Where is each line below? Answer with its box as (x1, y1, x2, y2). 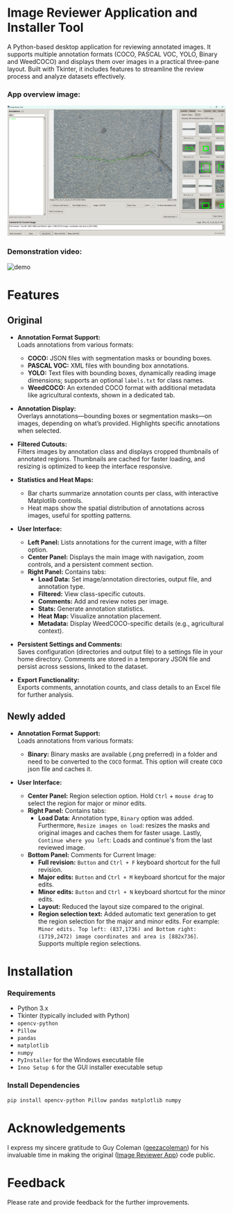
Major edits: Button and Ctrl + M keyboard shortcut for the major (37, 873, 225, 881)
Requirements (7, 988, 56, 998)
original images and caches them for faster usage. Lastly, (37, 828, 202, 836)
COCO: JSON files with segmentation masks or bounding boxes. (27, 354, 212, 362)
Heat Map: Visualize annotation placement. (37, 611, 162, 620)
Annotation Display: (17, 404, 76, 413)
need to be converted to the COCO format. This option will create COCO (27, 757, 223, 766)
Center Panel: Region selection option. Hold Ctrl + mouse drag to (27, 791, 214, 800)
